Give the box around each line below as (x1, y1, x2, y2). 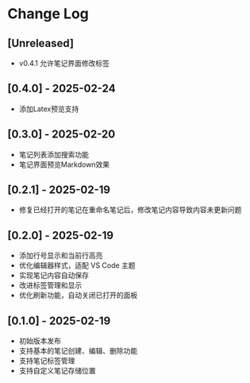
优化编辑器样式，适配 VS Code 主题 (18, 261, 136, 270)
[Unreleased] (7, 37, 75, 50)
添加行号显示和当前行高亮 (18, 251, 103, 261)
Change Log (7, 5, 89, 23)
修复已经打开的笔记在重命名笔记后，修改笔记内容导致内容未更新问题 (18, 205, 242, 215)
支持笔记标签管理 (18, 356, 75, 366)
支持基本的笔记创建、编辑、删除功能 (18, 346, 138, 356)
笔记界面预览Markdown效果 (18, 160, 110, 169)
